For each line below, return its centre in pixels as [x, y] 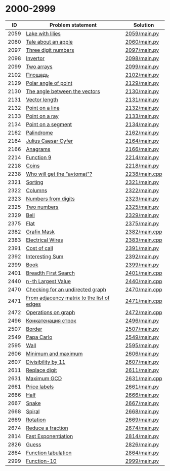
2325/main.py [142, 207]
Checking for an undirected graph [66, 289]
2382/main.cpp [144, 232]
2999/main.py [142, 461]
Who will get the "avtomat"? [59, 174]
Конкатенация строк [51, 321]
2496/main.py [142, 321]
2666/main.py [142, 395]
